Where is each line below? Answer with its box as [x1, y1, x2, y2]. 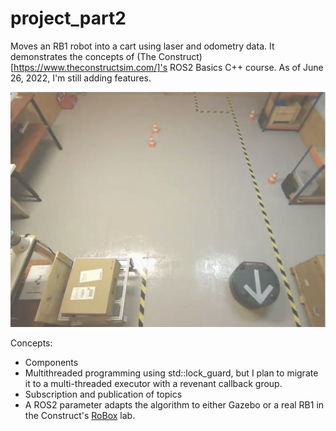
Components [24, 357, 79, 369]
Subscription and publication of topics [24, 388, 183, 401]
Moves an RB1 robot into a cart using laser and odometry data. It [10, 40, 275, 52]
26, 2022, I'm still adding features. [10, 72, 152, 84]
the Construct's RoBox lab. [24, 410, 136, 422]
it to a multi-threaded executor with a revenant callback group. [24, 378, 283, 390]
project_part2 [10, 7, 127, 30]
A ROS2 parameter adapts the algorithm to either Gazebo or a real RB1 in [24, 399, 325, 411]
